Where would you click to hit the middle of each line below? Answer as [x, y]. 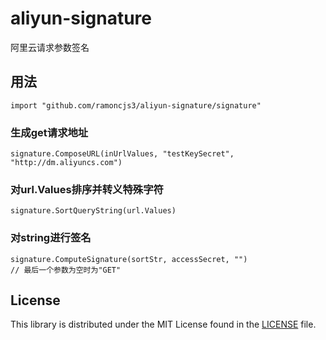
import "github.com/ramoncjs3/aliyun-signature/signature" [136, 105]
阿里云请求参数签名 [50, 47]
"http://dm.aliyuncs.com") [66, 163]
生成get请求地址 [49, 132]
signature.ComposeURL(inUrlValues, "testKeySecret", [122, 154]
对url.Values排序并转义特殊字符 [87, 189]
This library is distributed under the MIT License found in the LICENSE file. [163, 324]
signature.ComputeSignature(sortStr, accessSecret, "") [129, 259]
